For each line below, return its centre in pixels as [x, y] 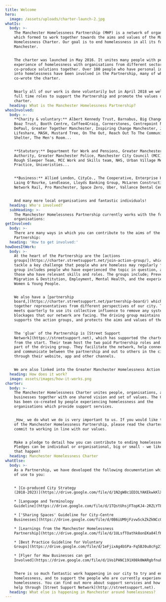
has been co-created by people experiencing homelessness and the [84, 402]
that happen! [27, 452]
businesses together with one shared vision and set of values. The [86, 397]
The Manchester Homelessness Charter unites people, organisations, [86, 393]
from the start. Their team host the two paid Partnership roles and [87, 343]
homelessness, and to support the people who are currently [77, 578]
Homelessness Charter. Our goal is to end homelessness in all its [85, 42]
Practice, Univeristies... [42, 165]
